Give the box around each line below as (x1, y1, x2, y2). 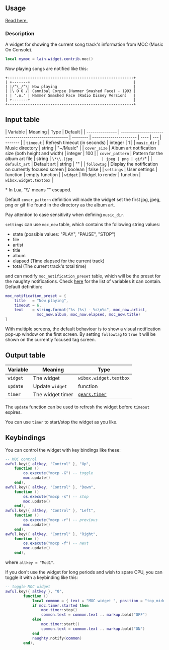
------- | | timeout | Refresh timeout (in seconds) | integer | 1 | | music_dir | (5, 139, 160, 146)
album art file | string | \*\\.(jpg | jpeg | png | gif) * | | (5, 156, 152, 162)
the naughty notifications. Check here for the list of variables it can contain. (5, 278, 162, 284)
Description (5, 30, 35, 37)
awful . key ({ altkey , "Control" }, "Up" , (5, 461, 92, 466)
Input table (5, 115, 40, 124)
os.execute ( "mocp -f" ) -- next (23, 541, 89, 546)
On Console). (5, 47, 33, 53)
